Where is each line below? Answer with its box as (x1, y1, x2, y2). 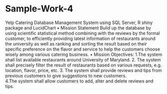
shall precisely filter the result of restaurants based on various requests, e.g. (5, 62, 162, 68)
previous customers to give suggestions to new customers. (5, 72, 127, 78)
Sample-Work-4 (5, 3, 73, 14)
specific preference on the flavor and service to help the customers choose (5, 46, 161, 52)
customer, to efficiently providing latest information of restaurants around (5, 35, 156, 41)
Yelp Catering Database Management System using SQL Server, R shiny (5, 19, 153, 25)
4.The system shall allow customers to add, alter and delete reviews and (5, 78, 154, 84)
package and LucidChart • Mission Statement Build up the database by (5, 24, 151, 30)
